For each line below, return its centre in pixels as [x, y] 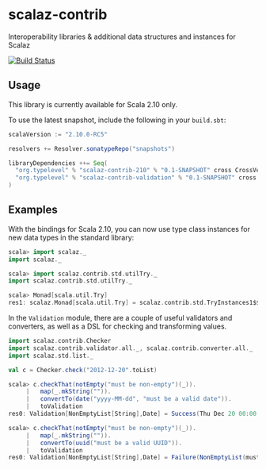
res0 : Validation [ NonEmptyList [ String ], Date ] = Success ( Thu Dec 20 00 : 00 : [134, 414]
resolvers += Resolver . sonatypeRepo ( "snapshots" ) [92, 148]
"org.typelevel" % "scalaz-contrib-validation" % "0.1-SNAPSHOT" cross [136, 178]
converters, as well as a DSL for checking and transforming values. [118, 326]
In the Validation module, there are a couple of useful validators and [120, 318]
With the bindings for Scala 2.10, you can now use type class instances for [129, 229]
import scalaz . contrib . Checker [60, 341]
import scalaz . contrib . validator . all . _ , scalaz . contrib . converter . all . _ [131, 348]
